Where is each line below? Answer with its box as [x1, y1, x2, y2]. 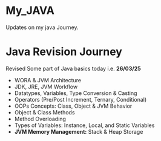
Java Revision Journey [5, 45, 122, 59]
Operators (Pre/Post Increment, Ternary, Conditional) [14, 96, 147, 103]
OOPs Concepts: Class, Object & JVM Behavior [14, 102, 133, 110]
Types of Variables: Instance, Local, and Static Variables [14, 122, 155, 129]
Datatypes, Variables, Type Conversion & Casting [14, 89, 137, 97]
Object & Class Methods [14, 108, 75, 116]
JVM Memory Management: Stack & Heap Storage [14, 128, 143, 135]
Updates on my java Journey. [5, 24, 79, 31]
